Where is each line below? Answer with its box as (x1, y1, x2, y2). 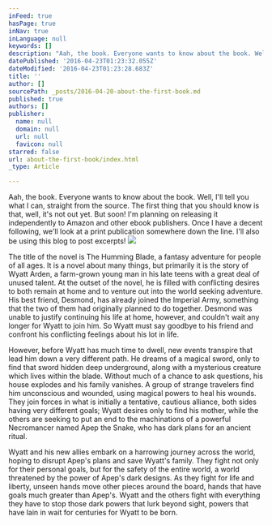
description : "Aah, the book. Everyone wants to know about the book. (8, 49, 252, 58)
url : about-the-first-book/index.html (8, 155, 139, 163)
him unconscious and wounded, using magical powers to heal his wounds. (8, 389, 257, 398)
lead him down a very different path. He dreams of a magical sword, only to (8, 354, 261, 364)
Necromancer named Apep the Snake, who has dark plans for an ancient (8, 423, 251, 432)
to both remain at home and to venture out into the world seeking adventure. (8, 286, 263, 296)
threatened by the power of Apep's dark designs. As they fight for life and (8, 473, 255, 483)
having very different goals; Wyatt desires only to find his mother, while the (8, 406, 259, 415)
